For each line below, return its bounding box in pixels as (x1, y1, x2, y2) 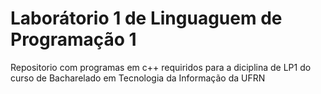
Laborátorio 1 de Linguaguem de (10, 7, 283, 30)
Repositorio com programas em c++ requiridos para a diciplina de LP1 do (10, 61, 312, 73)
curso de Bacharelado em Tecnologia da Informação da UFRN (10, 72, 266, 84)
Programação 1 (10, 28, 137, 51)
